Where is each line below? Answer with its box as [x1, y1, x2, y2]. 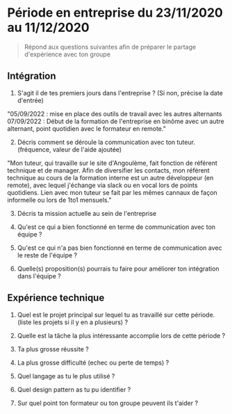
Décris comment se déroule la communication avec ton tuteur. [17, 138, 196, 146]
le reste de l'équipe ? [17, 250, 78, 259]
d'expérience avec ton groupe [24, 50, 111, 58]
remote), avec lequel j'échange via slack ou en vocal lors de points [7, 181, 198, 189]
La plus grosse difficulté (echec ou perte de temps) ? [17, 358, 169, 367]
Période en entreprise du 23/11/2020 [7, 5, 224, 21]
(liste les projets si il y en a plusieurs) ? [17, 318, 129, 326]
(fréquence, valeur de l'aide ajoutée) [17, 145, 122, 154]
